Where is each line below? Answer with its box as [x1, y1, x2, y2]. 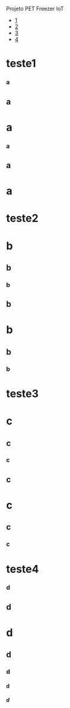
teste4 [6, 562, 39, 576]
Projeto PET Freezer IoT [6, 5, 64, 12]
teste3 [6, 387, 39, 400]
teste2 [6, 212, 39, 225]
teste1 [6, 57, 37, 71]
